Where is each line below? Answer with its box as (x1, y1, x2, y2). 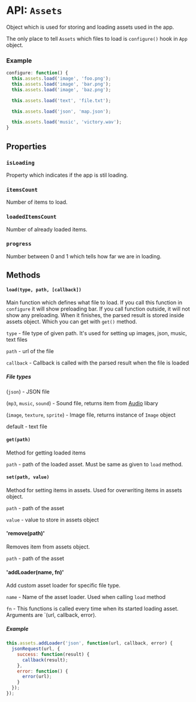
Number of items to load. (6, 198, 68, 206)
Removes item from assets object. (6, 543, 91, 550)
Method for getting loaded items (6, 449, 86, 456)
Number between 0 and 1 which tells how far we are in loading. (6, 252, 162, 260)
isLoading (6, 159, 35, 166)
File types (6, 373, 32, 380)
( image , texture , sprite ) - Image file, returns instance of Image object (6, 411, 176, 418)
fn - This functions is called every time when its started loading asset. (6, 605, 179, 612)
